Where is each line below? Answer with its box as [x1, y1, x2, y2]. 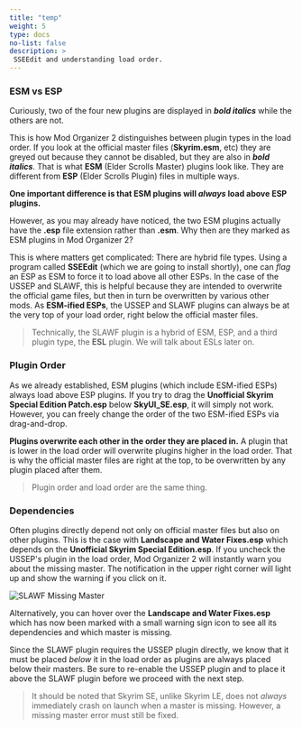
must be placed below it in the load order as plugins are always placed [9, 653, 271, 664]
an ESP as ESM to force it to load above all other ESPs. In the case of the [9, 272, 279, 282]
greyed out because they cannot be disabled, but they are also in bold [9, 152, 270, 162]
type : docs [9, 30, 50, 39]
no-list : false [9, 38, 67, 48]
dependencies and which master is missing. [9, 626, 173, 637]
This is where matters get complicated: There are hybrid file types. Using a [9, 252, 288, 263]
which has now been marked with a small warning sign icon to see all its [9, 617, 278, 628]
